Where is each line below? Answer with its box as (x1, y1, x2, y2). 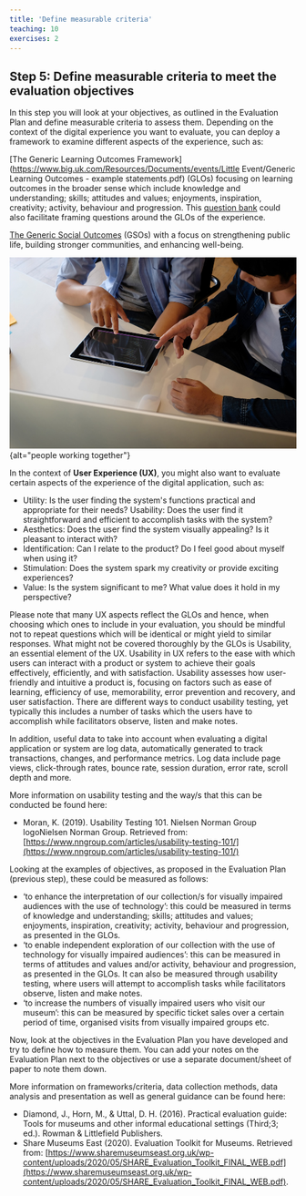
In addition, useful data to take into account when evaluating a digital (9, 733, 268, 744)
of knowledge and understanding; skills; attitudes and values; (22, 911, 253, 922)
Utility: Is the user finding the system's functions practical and (22, 495, 256, 506)
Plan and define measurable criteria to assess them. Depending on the (9, 117, 274, 128)
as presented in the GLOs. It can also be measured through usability (22, 968, 278, 979)
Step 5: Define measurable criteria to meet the (9, 68, 277, 84)
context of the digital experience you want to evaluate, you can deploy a (9, 127, 280, 138)
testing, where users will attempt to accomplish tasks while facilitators (22, 978, 286, 989)
